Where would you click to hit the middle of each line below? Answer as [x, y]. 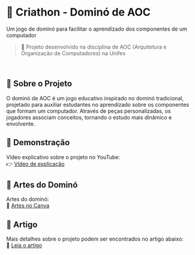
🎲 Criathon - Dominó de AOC [79, 12]
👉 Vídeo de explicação [35, 164]
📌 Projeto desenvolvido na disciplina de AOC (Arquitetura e [94, 47]
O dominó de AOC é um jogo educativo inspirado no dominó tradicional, [95, 98]
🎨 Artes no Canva [28, 206]
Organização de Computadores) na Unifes [73, 53]
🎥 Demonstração [38, 142]
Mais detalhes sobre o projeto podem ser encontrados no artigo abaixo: [95, 239]
